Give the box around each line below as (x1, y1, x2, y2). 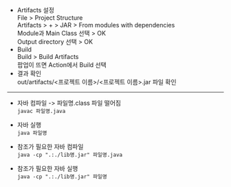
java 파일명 (16, 129, 47, 136)
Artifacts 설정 (16, 6, 55, 14)
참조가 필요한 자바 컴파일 (16, 142, 84, 151)
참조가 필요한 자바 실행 (16, 164, 78, 173)
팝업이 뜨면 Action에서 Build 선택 (16, 61, 107, 68)
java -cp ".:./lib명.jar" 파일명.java (16, 151, 122, 158)
